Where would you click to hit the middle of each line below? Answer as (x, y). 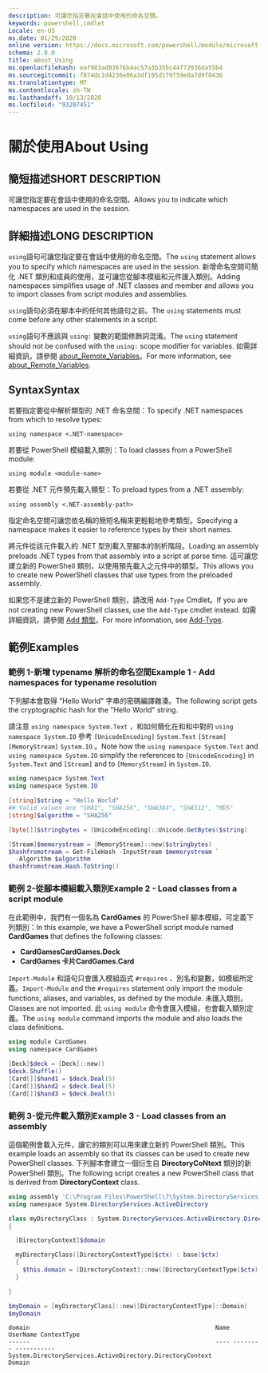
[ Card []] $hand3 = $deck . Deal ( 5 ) (62, 1094)
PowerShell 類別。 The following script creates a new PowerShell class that (131, 1173)
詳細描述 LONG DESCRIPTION (81, 235)
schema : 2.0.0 (32, 53)
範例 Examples (44, 647)
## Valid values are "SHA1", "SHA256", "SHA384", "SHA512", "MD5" (121, 808)
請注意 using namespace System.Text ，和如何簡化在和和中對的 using (121, 726)
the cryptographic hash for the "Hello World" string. (93, 710)
